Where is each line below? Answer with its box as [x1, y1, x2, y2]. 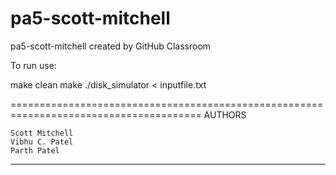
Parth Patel [10, 145, 60, 156]
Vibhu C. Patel [10, 137, 74, 147]
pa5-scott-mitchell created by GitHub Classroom [10, 40, 212, 52]
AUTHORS [203, 108, 247, 121]
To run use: [10, 59, 57, 71]
